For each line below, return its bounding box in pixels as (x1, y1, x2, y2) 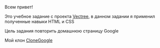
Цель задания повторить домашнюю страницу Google (4, 28, 119, 33)
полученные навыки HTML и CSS (4, 19, 74, 24)
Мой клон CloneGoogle (4, 37, 53, 43)
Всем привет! (4, 4, 33, 10)
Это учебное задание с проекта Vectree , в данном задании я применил (4, 14, 156, 19)
